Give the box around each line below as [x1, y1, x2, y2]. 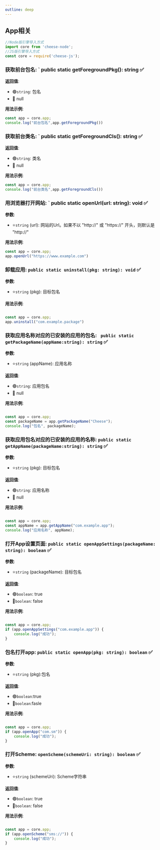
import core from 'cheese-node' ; [5, 45, 73, 50]
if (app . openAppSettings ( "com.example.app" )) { [5, 627, 104, 632]
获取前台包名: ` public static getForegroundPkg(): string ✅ [5, 66, 144, 73]
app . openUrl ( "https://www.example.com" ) [5, 254, 89, 259]
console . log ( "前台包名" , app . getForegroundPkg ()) [5, 120, 103, 125]
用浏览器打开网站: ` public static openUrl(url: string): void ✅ [5, 200, 148, 206]
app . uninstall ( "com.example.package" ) [5, 320, 84, 324]
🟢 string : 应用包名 [12, 383, 50, 389]
